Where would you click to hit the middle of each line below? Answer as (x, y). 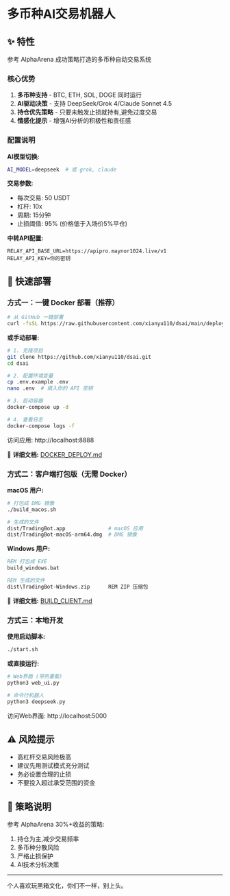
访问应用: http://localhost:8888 (51, 440)
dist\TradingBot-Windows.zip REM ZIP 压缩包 (78, 587)
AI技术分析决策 (38, 864)
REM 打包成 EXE (27, 562)
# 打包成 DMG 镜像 (31, 503)
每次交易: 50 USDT (43, 198)
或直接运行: (23, 663)
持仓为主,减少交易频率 (48, 839)
